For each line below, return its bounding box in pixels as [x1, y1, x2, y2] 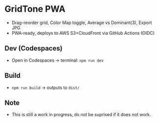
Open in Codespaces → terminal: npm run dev [11, 57, 104, 63]
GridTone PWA [4, 3, 66, 15]
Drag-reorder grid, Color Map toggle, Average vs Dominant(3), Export [11, 20, 152, 25]
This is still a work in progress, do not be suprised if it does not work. [11, 112, 151, 118]
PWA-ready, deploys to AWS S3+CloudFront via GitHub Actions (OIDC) [11, 30, 155, 36]
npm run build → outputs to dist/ [11, 84, 80, 90]
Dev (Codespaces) [4, 44, 63, 52]
